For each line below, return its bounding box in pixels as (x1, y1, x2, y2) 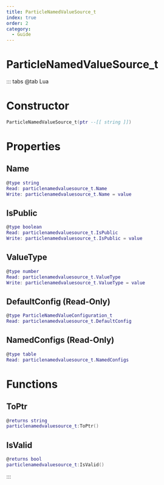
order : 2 (6, 20, 29, 26)
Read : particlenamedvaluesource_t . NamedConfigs (6, 357, 129, 363)
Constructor (6, 99, 70, 113)
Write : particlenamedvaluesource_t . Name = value (6, 191, 132, 198)
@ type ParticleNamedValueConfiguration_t (6, 312, 113, 319)
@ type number (6, 268, 39, 274)
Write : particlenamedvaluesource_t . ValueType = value (6, 280, 146, 286)
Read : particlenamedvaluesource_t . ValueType (6, 274, 121, 280)
